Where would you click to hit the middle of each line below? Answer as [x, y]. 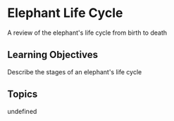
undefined [22, 111]
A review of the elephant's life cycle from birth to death [87, 33]
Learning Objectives [53, 55]
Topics [23, 94]
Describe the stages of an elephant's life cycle [75, 71]
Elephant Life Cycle [65, 13]
